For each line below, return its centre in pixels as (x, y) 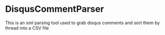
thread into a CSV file (27, 28)
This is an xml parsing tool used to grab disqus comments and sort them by (82, 23)
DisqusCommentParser (55, 9)
